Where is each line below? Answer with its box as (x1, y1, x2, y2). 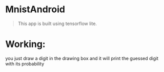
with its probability (5, 60, 45, 67)
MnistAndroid (5, 4, 66, 15)
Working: (5, 38, 46, 50)
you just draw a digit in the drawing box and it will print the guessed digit (5, 55, 159, 61)
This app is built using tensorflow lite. (17, 20, 97, 27)
